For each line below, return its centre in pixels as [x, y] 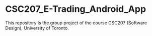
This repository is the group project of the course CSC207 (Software [76, 23]
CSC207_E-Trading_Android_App [76, 9]
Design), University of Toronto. [37, 28]
